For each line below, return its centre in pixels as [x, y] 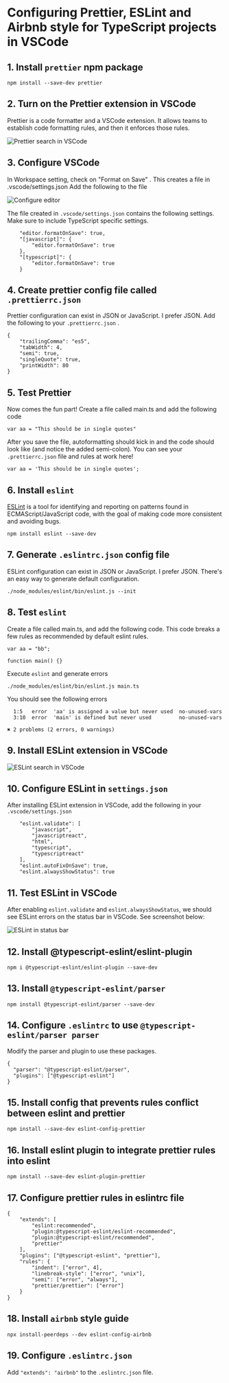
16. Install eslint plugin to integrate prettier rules [111, 1150]
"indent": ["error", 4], [67, 1268]
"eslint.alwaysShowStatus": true [67, 872]
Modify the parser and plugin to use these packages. [82, 1051]
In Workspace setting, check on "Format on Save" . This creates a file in [109, 179]
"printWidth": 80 [44, 366]
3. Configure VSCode [53, 163]
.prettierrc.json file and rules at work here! [70, 457]
